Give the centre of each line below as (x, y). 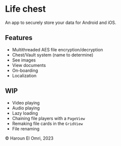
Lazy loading (25, 113)
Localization (24, 75)
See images (24, 60)
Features (19, 38)
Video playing (26, 103)
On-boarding (25, 70)
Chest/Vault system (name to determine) (53, 55)
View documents (29, 65)
